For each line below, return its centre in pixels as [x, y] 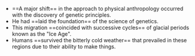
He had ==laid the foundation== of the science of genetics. [85, 21]
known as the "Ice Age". [42, 34]
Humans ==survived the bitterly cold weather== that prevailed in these [99, 40]
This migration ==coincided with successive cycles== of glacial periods [100, 27]
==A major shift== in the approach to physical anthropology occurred [97, 9]
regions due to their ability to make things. [64, 46]
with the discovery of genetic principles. [62, 15]
